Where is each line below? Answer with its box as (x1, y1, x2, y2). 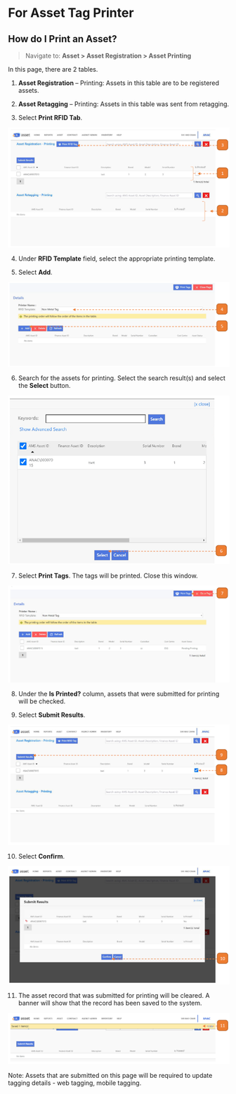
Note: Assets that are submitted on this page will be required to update (8, 1071, 213, 1079)
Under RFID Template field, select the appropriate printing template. (18, 254, 216, 263)
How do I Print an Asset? (8, 33, 117, 45)
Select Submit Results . (18, 711, 86, 719)
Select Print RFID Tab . (18, 114, 83, 122)
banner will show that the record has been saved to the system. (18, 998, 202, 1007)
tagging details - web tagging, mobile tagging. (8, 1079, 142, 1087)
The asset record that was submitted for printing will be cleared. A (18, 991, 210, 999)
